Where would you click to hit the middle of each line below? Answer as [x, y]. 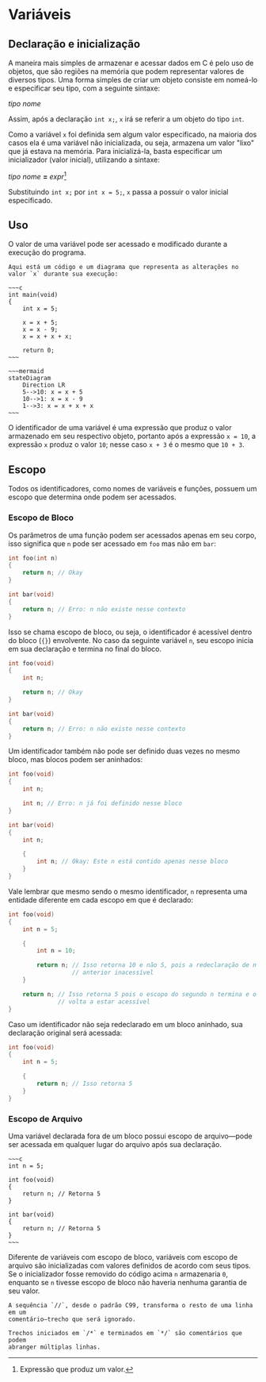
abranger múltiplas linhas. [55, 1347]
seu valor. [24, 1291]
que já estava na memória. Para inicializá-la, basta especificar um [115, 151]
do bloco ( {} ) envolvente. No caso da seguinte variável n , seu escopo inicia [131, 640]
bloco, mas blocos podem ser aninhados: [76, 760]
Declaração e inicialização [74, 44]
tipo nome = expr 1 [38, 176]
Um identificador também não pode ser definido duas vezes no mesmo [124, 751]
